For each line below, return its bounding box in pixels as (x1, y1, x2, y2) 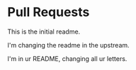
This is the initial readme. (7, 27, 81, 36)
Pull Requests (7, 4, 90, 20)
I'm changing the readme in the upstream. (7, 41, 130, 49)
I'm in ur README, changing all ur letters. (7, 54, 127, 63)
